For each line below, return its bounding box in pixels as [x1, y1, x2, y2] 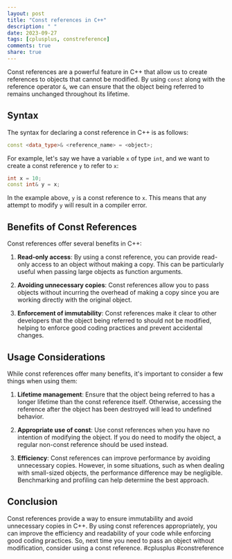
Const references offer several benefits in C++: [7, 239, 142, 248]
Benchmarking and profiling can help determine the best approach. [17, 475, 209, 484]
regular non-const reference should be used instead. [17, 440, 168, 448]
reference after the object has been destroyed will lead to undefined [17, 405, 212, 413]
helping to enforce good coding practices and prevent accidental [17, 324, 203, 332]
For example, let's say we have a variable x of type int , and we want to [7, 154, 210, 163]
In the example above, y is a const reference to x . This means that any [7, 194, 206, 202]
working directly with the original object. [17, 295, 133, 304]
